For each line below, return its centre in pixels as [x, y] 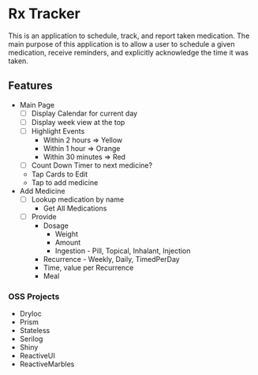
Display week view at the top [78, 122]
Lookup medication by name [78, 199]
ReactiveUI [37, 356]
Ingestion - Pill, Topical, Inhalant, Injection [123, 251]
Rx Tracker [44, 14]
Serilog [31, 339]
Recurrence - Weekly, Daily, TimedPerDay [111, 259]
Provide [44, 217]
